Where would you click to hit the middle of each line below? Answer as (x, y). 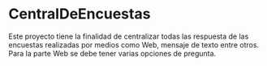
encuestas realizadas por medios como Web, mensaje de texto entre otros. (134, 44)
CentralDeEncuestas (80, 14)
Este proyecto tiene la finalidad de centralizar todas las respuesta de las (129, 36)
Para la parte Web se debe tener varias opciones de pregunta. (112, 53)
